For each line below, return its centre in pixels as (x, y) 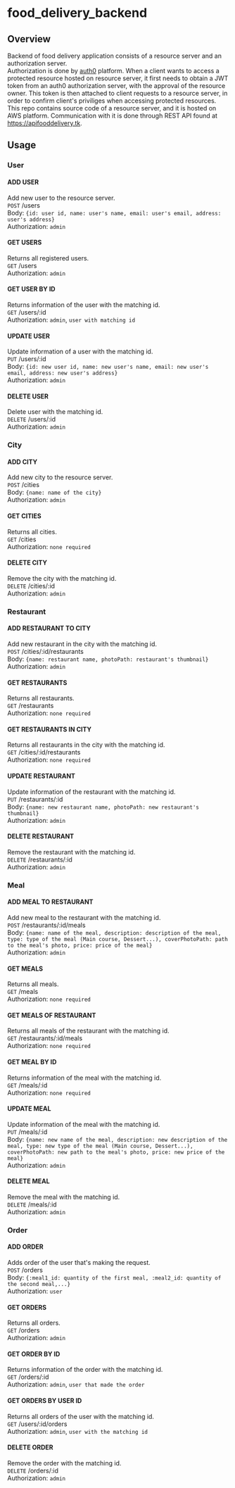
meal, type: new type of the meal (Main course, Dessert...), (100, 1146)
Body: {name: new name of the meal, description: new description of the (118, 1139)
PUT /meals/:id (27, 1132)
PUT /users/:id (27, 359)
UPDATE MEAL (29, 1109)
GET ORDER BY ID (34, 1354)
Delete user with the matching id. (55, 412)
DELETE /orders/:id (33, 1470)
